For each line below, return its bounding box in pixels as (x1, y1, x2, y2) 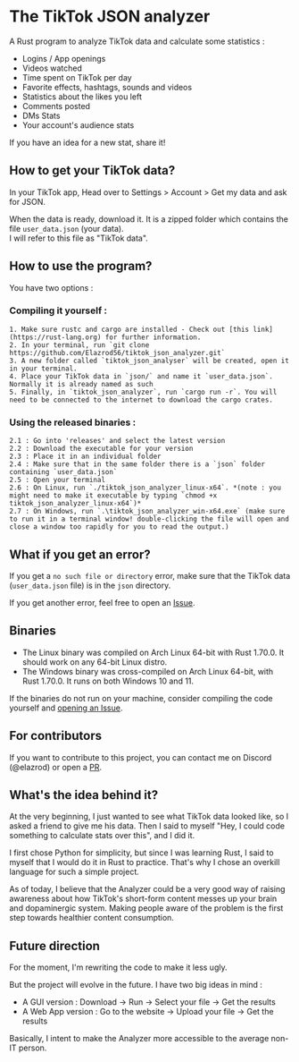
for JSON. (9, 196, 46, 207)
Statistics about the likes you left (21, 91, 143, 102)
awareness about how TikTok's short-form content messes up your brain (9, 893, 278, 905)
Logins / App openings (21, 53, 106, 64)
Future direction (9, 938, 101, 954)
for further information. (104, 333, 202, 342)
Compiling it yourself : (9, 304, 107, 317)
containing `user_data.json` (9, 468, 118, 477)
